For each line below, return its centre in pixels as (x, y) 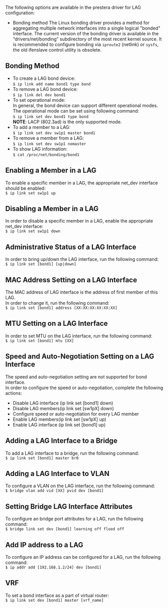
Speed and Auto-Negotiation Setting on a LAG (80, 357)
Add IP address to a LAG (44, 545)
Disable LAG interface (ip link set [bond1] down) (63, 403)
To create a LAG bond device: (44, 78)
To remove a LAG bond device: (45, 89)
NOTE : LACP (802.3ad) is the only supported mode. (67, 122)
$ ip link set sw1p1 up (31, 193)
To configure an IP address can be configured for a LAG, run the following (83, 557)
